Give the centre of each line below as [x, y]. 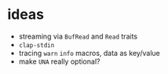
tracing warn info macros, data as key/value [89, 53]
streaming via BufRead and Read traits [78, 36]
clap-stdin [37, 45]
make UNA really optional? [59, 61]
